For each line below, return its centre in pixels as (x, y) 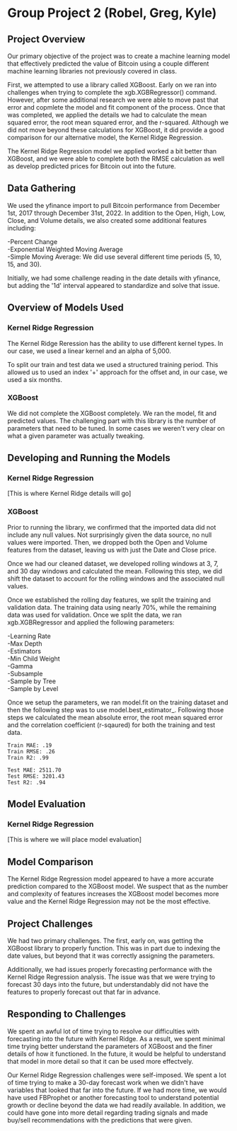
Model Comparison (51, 862)
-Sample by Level (33, 688)
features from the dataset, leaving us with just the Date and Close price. (112, 550)
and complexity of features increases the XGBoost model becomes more (113, 894)
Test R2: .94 (27, 782)
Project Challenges (50, 923)
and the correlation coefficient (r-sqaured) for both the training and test (111, 725)
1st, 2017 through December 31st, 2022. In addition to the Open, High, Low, (116, 213)
